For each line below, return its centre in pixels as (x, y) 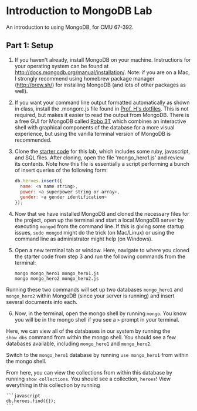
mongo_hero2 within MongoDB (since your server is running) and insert (90, 296)
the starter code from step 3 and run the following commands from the (100, 256)
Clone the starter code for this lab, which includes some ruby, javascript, (102, 151)
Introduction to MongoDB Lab (79, 11)
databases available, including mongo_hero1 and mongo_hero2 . (79, 344)
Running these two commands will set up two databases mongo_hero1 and (95, 290)
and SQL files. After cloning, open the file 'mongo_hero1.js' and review (99, 158)
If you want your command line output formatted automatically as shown (102, 102)
